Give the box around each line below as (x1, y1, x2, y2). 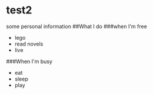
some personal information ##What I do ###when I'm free (6, 23, 147, 30)
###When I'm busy (6, 58, 53, 65)
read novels (14, 40, 44, 47)
